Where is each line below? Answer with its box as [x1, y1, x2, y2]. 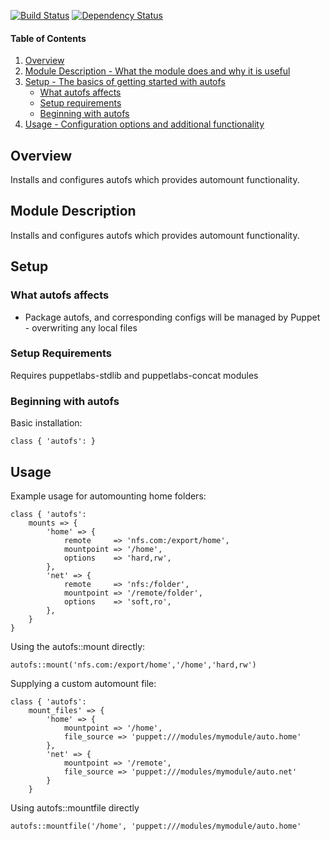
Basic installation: [10, 417, 83, 429]
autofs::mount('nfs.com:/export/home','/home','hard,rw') [10, 660, 257, 670]
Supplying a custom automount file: [10, 677, 157, 689]
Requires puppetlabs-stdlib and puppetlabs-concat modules [10, 369, 259, 381]
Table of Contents [10, 32, 87, 44]
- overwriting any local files [24, 321, 138, 334]
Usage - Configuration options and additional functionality [24, 118, 265, 130]
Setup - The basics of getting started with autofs [24, 76, 226, 88]
